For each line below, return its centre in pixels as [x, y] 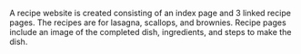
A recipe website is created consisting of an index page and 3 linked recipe [150, 13]
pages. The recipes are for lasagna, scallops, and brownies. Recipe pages [148, 22]
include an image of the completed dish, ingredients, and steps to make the [150, 32]
